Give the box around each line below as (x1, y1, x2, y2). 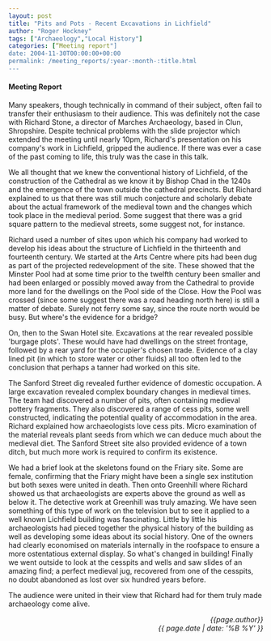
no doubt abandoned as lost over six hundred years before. (8, 575, 206, 584)
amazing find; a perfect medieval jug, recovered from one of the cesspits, (8, 566, 254, 576)
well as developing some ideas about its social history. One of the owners (8, 532, 253, 541)
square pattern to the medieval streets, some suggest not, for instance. (8, 220, 245, 229)
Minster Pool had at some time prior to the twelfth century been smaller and (8, 269, 260, 280)
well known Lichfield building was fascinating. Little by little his (8, 515, 218, 524)
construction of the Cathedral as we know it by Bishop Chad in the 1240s (8, 176, 252, 186)
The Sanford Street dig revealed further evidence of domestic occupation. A (8, 378, 263, 388)
